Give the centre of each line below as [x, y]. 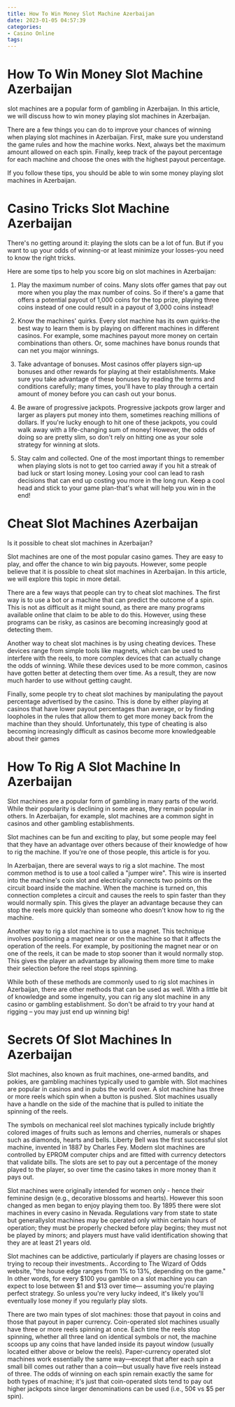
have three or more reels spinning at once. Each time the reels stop [104, 1329]
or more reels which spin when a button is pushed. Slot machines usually [113, 1096]
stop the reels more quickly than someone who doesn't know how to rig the [116, 910]
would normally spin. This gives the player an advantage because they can [115, 902]
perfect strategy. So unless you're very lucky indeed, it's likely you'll [106, 1293]
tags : [15, 40]
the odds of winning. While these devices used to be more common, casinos [117, 665]
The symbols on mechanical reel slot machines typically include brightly [111, 1125]
